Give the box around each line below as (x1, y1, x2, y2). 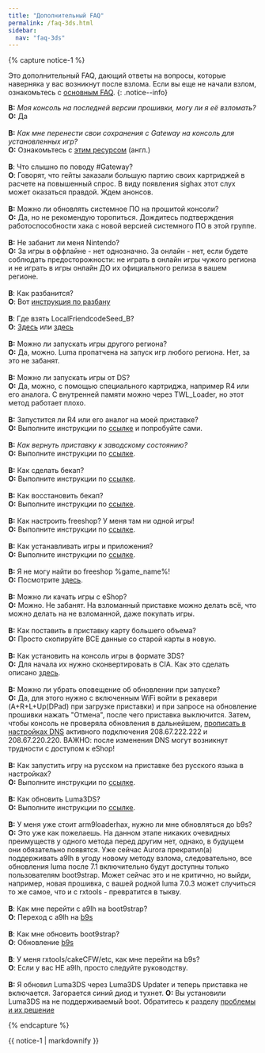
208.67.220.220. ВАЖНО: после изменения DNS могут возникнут (8, 736, 228, 745)
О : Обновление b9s (8, 938, 74, 947)
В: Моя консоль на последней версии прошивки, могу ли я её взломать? (8, 103, 256, 113)
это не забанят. (8, 356, 60, 366)
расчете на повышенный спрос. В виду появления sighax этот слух (8, 179, 236, 189)
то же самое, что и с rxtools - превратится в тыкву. (8, 887, 182, 897)
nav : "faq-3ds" (15, 33, 66, 42)
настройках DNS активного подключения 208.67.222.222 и (8, 727, 208, 736)
